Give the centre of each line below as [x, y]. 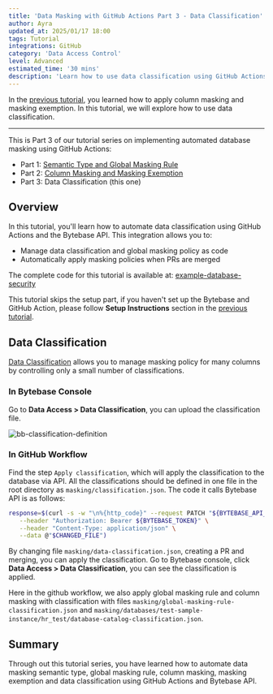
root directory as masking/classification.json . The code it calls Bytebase [133, 489]
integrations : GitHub [45, 46]
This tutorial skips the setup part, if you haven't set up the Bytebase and [129, 300]
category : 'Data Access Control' [65, 54]
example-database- [208, 275]
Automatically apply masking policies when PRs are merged [120, 260]
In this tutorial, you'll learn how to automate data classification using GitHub [135, 226]
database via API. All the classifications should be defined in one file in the [133, 481]
